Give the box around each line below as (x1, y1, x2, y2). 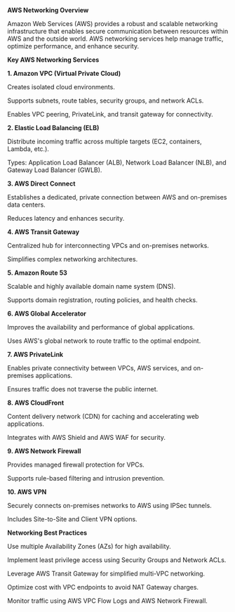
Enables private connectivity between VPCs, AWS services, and (7, 364, 192, 372)
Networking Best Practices (7, 528, 88, 537)
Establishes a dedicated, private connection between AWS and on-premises (7, 193, 227, 201)
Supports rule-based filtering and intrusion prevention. (7, 474, 165, 482)
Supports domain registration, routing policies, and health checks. (7, 296, 198, 304)
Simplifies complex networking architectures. (7, 255, 138, 263)
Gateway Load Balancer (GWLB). (7, 166, 102, 174)
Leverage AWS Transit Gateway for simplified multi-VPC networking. (7, 569, 206, 578)
